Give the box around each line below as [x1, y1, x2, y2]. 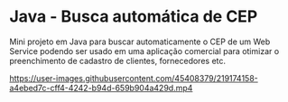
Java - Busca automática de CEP [9, 6, 258, 27]
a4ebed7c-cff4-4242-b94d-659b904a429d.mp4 [9, 82, 193, 93]
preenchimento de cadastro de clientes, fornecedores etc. [9, 55, 227, 66]
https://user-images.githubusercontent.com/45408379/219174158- [9, 72, 259, 83]
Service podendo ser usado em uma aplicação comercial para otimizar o [9, 45, 280, 56]
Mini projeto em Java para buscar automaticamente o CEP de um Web [9, 36, 271, 47]
